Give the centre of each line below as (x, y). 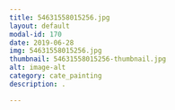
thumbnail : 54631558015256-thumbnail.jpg (88, 59)
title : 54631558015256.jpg (60, 17)
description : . (38, 84)
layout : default (39, 26)
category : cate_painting (56, 76)
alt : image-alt (38, 68)
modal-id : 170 (36, 34)
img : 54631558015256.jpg (56, 51)
